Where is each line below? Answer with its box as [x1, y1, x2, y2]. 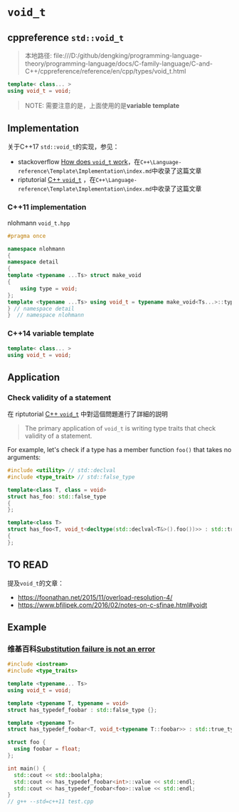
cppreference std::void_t [7, 31, 124, 44]
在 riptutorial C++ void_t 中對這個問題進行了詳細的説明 [7, 410, 169, 418]
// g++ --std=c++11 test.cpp [7, 798, 94, 806]
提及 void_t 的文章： [7, 578, 64, 587]
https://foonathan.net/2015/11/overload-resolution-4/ [17, 593, 173, 601]
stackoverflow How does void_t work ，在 [17, 157, 141, 166]
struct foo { [7, 738, 46, 746]
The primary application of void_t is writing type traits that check [24, 424, 216, 433]
